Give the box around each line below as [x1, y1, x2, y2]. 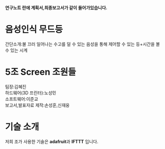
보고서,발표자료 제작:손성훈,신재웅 [5, 102, 70, 108]
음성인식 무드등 [5, 24, 63, 35]
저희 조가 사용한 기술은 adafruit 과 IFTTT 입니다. [5, 138, 99, 145]
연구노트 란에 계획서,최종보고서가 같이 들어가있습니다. [5, 5, 107, 10]
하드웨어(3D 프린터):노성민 [5, 90, 57, 96]
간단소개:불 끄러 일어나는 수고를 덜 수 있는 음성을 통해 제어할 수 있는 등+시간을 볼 [5, 41, 160, 47]
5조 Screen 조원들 [5, 67, 76, 78]
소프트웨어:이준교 [5, 96, 38, 102]
